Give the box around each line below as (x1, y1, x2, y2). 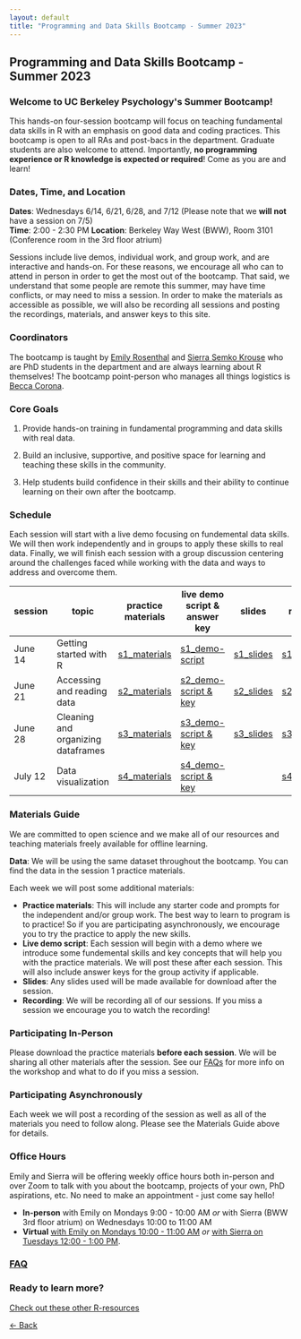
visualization (56, 776, 110, 788)
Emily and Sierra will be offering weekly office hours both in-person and (9, 1171, 275, 1181)
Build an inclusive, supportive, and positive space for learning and (21, 450, 266, 461)
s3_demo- (180, 717, 226, 729)
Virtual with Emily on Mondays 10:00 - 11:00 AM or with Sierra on (21, 1226, 263, 1237)
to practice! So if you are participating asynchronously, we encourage (21, 919, 280, 930)
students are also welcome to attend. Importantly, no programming (9, 144, 258, 155)
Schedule (9, 509, 52, 520)
